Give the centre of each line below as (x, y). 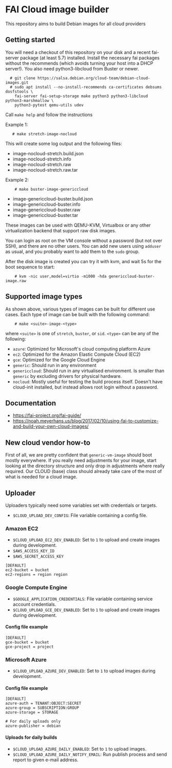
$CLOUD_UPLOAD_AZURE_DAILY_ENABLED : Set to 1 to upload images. (80, 748)
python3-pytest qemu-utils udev (49, 105)
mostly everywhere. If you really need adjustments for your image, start (81, 461)
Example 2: (17, 180)
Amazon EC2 (22, 528)
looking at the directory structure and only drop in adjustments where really (85, 466)
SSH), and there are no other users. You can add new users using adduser (83, 246)
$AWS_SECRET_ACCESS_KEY (38, 557)
